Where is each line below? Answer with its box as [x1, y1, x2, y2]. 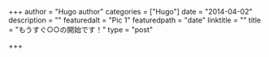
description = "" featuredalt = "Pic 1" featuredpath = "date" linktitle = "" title [8, 15, 262, 25]
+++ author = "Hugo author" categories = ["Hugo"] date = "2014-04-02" [8, 7, 253, 16]
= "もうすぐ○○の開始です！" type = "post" [8, 25, 153, 35]
